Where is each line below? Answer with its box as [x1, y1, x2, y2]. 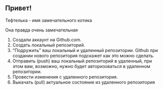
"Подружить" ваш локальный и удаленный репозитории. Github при [12, 47, 158, 53]
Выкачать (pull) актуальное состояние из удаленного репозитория [12, 79, 155, 85]
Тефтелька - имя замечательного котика [5, 17, 92, 23]
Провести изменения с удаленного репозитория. [12, 73, 118, 79]
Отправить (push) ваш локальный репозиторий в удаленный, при [12, 57, 152, 64]
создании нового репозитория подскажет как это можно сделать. [12, 52, 154, 58]
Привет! [5, 4, 32, 12]
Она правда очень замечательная [5, 27, 78, 33]
